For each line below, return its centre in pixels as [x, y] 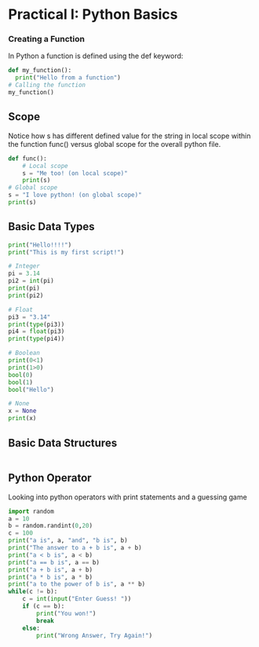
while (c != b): [33, 592]
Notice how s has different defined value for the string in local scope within [129, 136]
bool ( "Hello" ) [31, 389]
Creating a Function [46, 39]
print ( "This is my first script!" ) [66, 252]
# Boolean [24, 353]
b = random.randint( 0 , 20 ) [50, 526]
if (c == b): [44, 606]
